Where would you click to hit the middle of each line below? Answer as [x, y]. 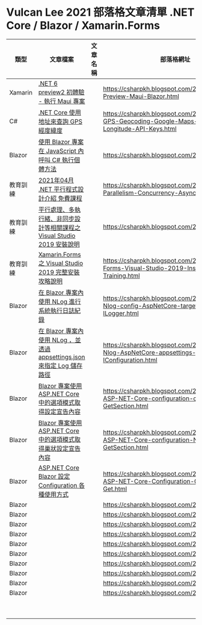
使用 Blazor [54, 142]
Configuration [58, 485]
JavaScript [61, 151]
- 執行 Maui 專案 [62, 101]
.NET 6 [48, 83]
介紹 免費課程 [63, 198]
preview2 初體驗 [61, 92]
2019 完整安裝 [59, 272]
